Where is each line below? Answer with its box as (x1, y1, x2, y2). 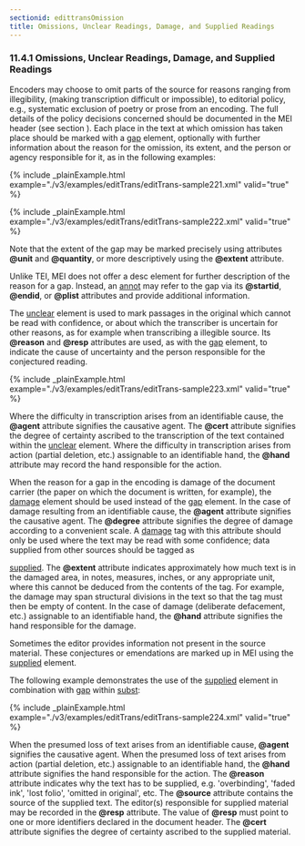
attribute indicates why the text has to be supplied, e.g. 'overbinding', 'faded (9, 778, 296, 789)
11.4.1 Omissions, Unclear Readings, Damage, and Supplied (9, 52, 276, 65)
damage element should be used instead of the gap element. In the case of (9, 495, 291, 506)
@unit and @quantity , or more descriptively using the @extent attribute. (9, 252, 285, 264)
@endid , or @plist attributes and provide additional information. (9, 290, 250, 301)
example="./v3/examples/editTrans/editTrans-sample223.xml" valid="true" (9, 383, 291, 394)
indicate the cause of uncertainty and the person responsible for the (9, 346, 266, 357)
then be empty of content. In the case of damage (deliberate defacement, (9, 600, 286, 611)
